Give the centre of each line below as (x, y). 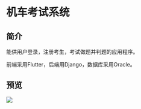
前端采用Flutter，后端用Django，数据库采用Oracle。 (71, 64)
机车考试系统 (38, 12)
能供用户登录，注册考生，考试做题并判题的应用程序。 (72, 52)
